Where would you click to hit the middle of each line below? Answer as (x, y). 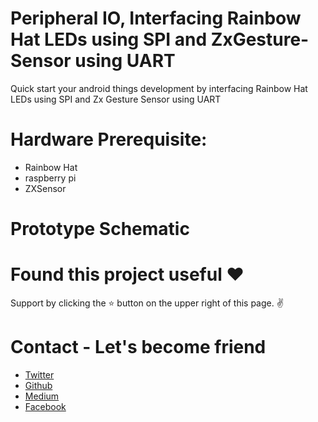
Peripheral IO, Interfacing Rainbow (156, 18)
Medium (42, 396)
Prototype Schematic (100, 229)
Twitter (39, 374)
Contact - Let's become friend (138, 347)
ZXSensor (45, 188)
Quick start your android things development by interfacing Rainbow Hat (159, 88)
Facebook (45, 406)
